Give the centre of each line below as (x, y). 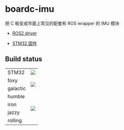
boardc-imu (30, 9)
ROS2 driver (25, 33)
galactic (17, 88)
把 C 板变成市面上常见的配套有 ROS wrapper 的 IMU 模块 (62, 23)
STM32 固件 (25, 43)
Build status (24, 59)
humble (16, 96)
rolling (15, 120)
